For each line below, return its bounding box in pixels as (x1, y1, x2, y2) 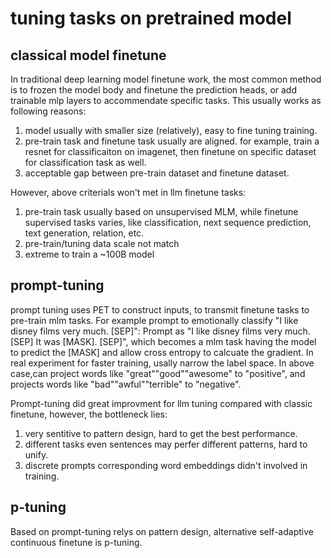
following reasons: (10, 105, 87, 117)
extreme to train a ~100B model (24, 248, 155, 260)
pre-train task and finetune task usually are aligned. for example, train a (24, 135, 320, 147)
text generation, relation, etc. (24, 227, 145, 239)
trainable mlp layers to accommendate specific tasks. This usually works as (10, 95, 322, 106)
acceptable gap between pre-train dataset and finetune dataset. (24, 167, 290, 179)
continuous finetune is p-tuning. (10, 536, 143, 548)
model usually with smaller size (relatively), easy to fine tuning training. (24, 125, 318, 136)
